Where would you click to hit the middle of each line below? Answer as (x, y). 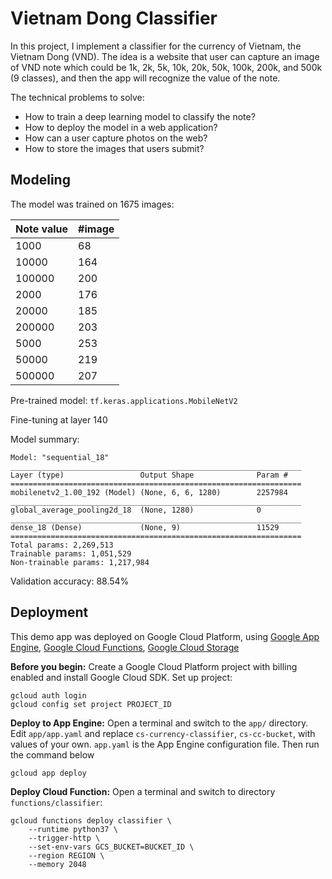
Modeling (40, 180)
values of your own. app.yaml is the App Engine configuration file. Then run (165, 744)
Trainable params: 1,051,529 (71, 553)
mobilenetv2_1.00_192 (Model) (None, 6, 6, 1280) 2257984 (149, 492)
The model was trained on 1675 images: (92, 204)
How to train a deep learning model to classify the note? (140, 116)
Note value (42, 229)
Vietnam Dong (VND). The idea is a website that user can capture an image (165, 56)
